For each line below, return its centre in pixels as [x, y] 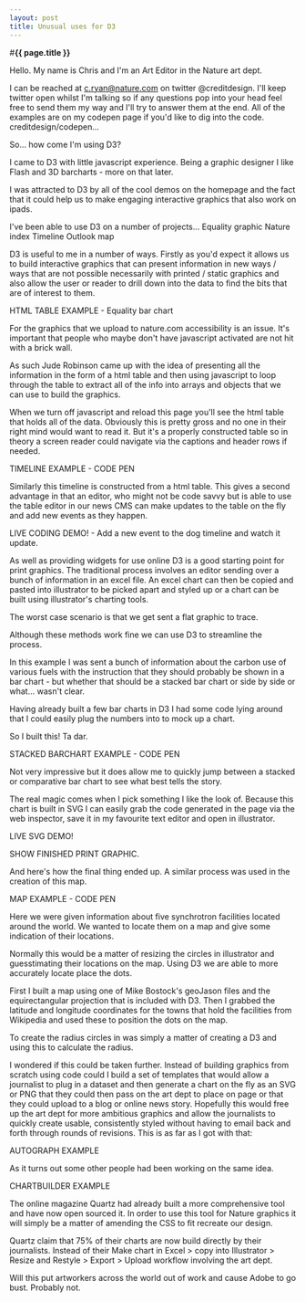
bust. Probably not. [45, 1287]
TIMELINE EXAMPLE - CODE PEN [72, 468]
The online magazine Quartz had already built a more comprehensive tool [147, 1203]
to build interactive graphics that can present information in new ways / [143, 263]
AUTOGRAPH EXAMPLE [55, 1150]
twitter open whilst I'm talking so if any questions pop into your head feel [146, 98]
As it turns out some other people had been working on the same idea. [142, 1168]
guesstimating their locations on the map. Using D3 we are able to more [144, 963]
